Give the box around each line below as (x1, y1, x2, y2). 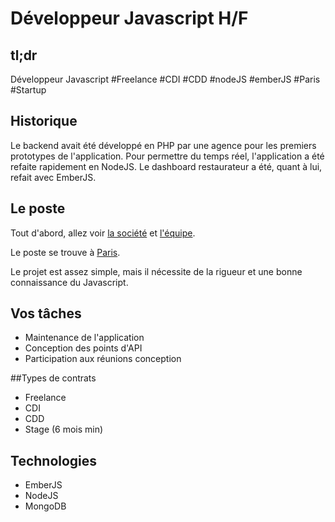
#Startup (10, 84, 47, 96)
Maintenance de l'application (24, 332, 145, 344)
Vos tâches (10, 305, 82, 322)
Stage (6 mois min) (24, 423, 104, 436)
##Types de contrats (10, 372, 97, 384)
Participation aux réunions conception (24, 353, 182, 365)
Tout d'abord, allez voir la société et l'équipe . (10, 227, 196, 239)
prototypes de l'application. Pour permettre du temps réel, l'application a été (10, 150, 325, 162)
